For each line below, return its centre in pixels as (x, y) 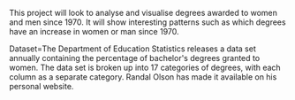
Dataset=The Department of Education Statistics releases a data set (132, 49)
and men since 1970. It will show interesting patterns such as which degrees (147, 22)
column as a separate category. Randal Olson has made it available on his (143, 77)
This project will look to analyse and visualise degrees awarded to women (144, 13)
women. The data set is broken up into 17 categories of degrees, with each (145, 67)
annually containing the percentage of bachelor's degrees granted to (135, 58)
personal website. (42, 86)
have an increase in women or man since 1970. (94, 31)
